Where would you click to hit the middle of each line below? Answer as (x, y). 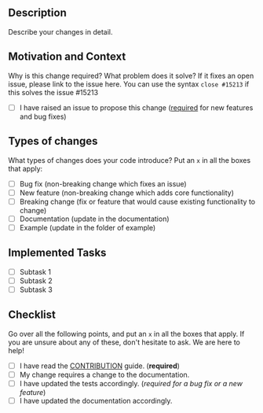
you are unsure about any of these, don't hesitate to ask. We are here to (124, 342)
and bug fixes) (43, 116)
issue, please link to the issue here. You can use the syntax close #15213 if (129, 84)
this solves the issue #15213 (53, 92)
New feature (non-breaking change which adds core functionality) (126, 193)
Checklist (32, 315)
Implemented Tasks (57, 253)
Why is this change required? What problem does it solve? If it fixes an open (131, 76)
